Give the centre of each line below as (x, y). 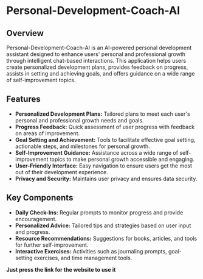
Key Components (40, 198)
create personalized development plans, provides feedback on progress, (97, 67)
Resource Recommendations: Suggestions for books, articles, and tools (106, 238)
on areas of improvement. (47, 133)
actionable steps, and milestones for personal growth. (82, 146)
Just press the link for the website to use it (61, 269)
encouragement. (36, 219)
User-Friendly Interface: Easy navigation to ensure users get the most (104, 166)
